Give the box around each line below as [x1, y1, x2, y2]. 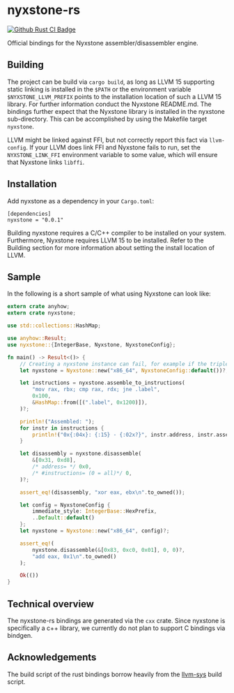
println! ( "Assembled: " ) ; [19, 418, 95, 425]
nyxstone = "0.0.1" [7, 216, 64, 224]
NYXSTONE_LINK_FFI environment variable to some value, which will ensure [7, 150, 218, 159]
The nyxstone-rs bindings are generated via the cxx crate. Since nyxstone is [7, 616, 226, 625]
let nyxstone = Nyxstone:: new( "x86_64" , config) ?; [19, 527, 170, 534]
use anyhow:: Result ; [7, 335, 68, 342]
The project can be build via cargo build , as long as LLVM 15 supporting [7, 78, 214, 86]
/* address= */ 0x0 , [32, 463, 92, 470]
